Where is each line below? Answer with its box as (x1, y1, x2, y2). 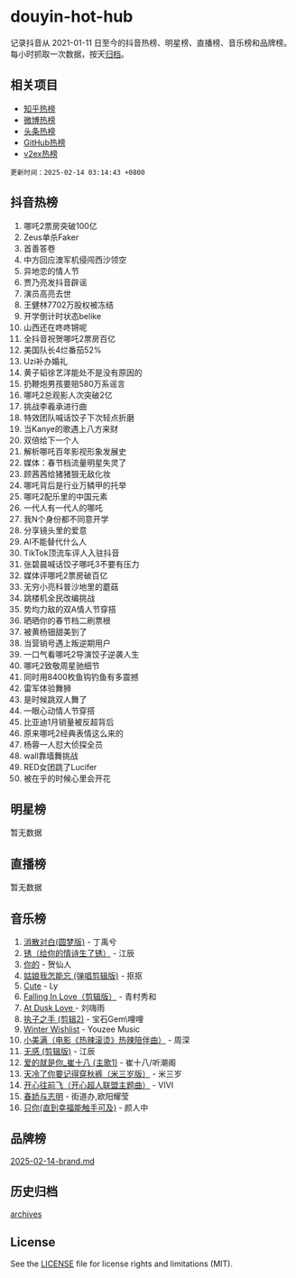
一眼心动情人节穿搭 (23, 705, 96, 716)
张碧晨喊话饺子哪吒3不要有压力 (23, 558, 140, 569)
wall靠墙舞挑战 (23, 750, 79, 761)
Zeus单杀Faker (23, 232, 79, 243)
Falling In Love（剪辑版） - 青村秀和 (23, 991, 157, 1002)
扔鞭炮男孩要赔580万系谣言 (23, 378, 125, 389)
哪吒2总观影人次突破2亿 (23, 390, 113, 400)
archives (10, 1209, 42, 1219)
